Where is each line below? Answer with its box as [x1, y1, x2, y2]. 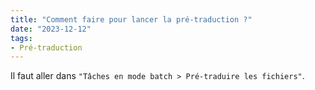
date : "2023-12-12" [10, 24, 92, 34]
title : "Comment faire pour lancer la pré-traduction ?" [10, 14, 253, 25]
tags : [10, 33, 33, 43]
